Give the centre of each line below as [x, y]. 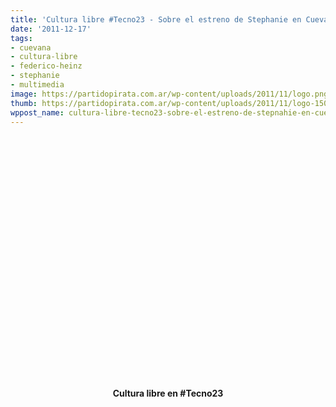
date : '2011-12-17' [51, 29]
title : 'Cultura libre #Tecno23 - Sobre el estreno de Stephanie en [156, 19]
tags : [21, 38]
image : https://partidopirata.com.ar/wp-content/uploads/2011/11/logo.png [169, 94]
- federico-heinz [46, 66]
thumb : [24, 103]
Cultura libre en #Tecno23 [168, 393]
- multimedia [37, 85]
